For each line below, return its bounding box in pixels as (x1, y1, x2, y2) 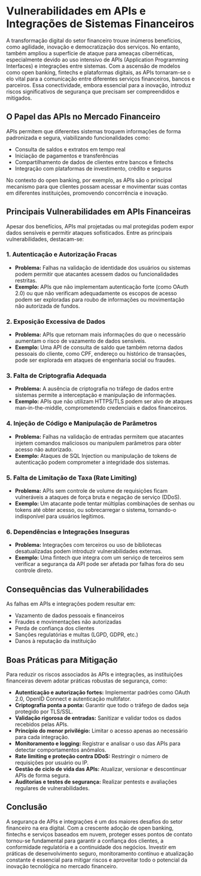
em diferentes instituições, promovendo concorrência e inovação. (6, 189, 169, 196)
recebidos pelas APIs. (14, 720, 69, 728)
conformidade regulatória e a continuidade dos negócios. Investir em (6, 843, 176, 851)
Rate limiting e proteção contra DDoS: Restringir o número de (14, 752, 169, 759)
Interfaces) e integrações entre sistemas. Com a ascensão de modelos (6, 62, 181, 70)
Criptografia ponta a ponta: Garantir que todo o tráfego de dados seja (14, 701, 189, 708)
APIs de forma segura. (14, 771, 71, 779)
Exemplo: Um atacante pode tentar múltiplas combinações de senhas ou (14, 500, 195, 507)
